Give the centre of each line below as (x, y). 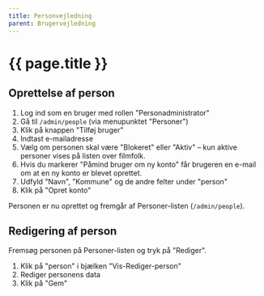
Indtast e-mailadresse (57, 138)
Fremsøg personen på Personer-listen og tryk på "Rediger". (108, 251)
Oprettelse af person (62, 93)
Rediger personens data (60, 275)
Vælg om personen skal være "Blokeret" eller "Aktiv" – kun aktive (128, 147)
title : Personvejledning (50, 16)
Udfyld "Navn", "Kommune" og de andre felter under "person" (124, 181)
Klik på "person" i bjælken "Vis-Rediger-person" (101, 266)
